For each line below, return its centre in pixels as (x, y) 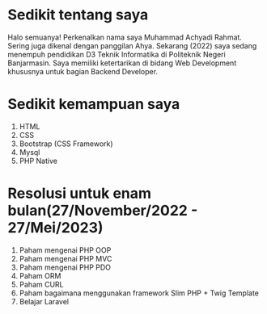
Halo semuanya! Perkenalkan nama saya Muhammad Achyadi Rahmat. (125, 37)
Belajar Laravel (44, 301)
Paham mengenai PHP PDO (65, 267)
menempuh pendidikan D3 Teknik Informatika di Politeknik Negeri (117, 54)
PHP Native (38, 161)
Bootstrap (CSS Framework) (66, 144)
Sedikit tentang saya (78, 15)
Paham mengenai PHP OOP (65, 250)
